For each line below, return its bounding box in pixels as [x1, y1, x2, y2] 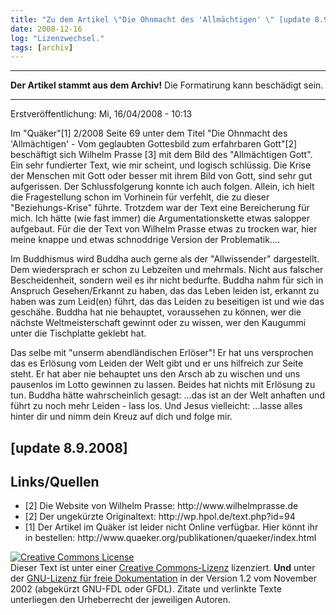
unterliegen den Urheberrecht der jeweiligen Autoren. [10, 594, 232, 606]
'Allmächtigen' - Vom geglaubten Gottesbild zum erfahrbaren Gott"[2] [10, 138, 298, 150]
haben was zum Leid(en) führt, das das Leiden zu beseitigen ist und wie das [10, 296, 325, 308]
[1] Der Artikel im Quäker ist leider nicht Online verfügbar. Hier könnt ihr [24, 521, 319, 533]
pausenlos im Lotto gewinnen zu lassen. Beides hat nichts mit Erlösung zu [10, 379, 316, 391]
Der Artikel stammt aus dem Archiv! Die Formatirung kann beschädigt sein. [10, 79, 324, 91]
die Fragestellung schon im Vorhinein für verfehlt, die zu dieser [10, 191, 270, 203]
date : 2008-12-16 [10, 24, 83, 34]
